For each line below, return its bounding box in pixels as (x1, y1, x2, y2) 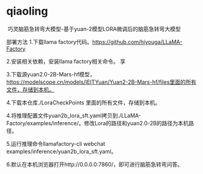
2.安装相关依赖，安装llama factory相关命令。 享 (6, 57, 126, 65)
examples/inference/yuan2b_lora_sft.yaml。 (6, 148, 117, 155)
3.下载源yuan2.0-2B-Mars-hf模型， (6, 70, 96, 78)
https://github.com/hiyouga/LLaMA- (92, 38, 183, 45)
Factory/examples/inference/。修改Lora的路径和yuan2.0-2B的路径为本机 (6, 119, 189, 126)
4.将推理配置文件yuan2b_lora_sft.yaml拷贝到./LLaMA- (6, 112, 141, 119)
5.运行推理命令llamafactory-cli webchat (6, 140, 105, 147)
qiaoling (6, 4, 48, 18)
